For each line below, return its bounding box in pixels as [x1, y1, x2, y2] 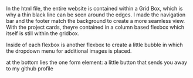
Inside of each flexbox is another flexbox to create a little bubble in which [6, 41, 183, 48]
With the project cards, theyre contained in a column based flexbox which [6, 23, 185, 30]
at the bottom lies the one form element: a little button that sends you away [6, 59, 188, 66]
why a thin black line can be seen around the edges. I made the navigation [6, 11, 186, 18]
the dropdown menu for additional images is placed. [6, 48, 132, 55]
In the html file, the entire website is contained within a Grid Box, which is [6, 5, 183, 12]
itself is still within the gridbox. [6, 30, 80, 37]
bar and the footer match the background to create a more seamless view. [6, 18, 185, 24]
